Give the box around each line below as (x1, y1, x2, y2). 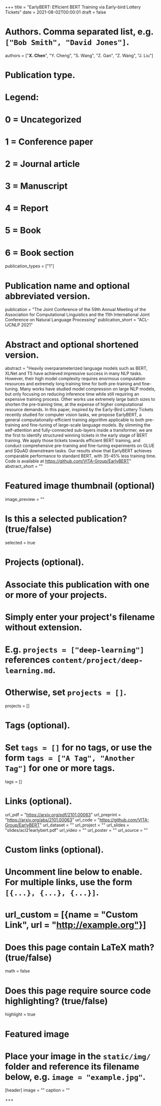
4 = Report (5, 203, 48, 214)
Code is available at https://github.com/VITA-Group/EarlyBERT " (5, 458, 132, 464)
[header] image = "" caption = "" (5, 1087, 70, 1093)
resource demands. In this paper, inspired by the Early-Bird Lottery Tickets (5, 407, 154, 413)
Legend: (5, 92, 39, 103)
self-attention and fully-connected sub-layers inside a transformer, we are (5, 427, 153, 433)
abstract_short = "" (5, 463, 43, 469)
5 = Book (5, 225, 41, 236)
